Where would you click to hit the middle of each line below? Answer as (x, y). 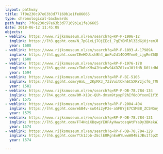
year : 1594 (20, 73)
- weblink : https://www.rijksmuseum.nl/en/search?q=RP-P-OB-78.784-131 (79, 117)
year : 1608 (20, 46)
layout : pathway (21, 9)
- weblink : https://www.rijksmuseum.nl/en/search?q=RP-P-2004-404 (73, 104)
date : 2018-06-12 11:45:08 (32, 28)
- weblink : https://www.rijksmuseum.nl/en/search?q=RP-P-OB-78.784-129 (79, 131)
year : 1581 (20, 86)
